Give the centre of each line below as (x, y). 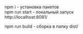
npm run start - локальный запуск (39, 12)
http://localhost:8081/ (26, 17)
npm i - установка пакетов (32, 7)
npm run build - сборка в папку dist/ (41, 26)
